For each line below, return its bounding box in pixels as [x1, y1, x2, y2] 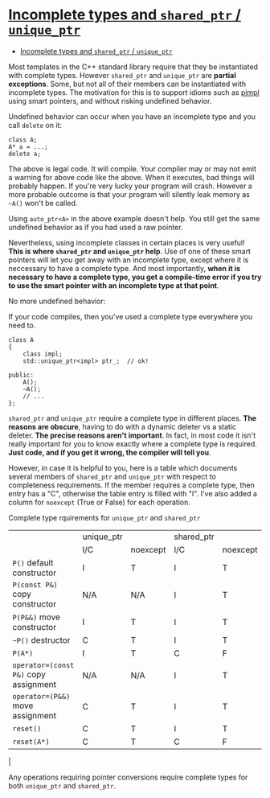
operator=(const [12, 660, 75, 669]
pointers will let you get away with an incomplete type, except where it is [8, 255, 249, 265]
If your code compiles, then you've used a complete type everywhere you [8, 311, 253, 321]
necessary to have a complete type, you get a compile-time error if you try [8, 272, 262, 282]
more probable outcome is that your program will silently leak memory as [8, 189, 251, 199]
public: [8, 371, 35, 379]
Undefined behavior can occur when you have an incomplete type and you [8, 111, 256, 121]
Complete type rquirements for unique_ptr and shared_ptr [8, 512, 201, 522]
